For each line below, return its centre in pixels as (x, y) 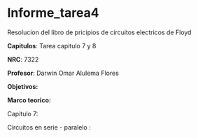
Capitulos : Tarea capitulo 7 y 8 (52, 46)
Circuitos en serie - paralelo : (49, 127)
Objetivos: (23, 86)
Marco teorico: (29, 100)
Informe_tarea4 (53, 13)
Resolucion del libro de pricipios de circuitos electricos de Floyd (99, 32)
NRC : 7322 (23, 59)
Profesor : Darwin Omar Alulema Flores (63, 73)
